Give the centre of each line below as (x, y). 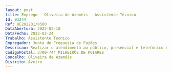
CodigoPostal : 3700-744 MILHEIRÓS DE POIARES (55, 52)
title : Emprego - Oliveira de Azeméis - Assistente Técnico (71, 15)
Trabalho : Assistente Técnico (38, 39)
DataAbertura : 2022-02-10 (33, 29)
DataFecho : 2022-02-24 (29, 33)
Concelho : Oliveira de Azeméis (39, 57)
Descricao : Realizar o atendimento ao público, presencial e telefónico (84, 48)
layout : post (19, 10)
